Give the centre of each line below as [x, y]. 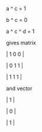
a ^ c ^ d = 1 [20, 31]
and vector [19, 88]
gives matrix [21, 43]
